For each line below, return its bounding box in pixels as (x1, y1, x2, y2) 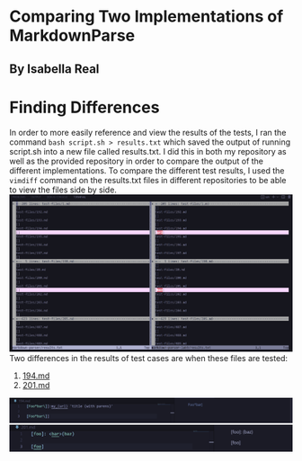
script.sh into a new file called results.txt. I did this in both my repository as (9, 146, 287, 156)
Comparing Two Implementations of (9, 6, 284, 27)
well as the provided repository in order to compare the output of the (9, 155, 263, 166)
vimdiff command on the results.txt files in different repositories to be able (9, 174, 287, 185)
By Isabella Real (9, 61, 100, 76)
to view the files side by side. (9, 184, 117, 195)
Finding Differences (9, 97, 160, 118)
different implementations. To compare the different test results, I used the (9, 164, 285, 176)
